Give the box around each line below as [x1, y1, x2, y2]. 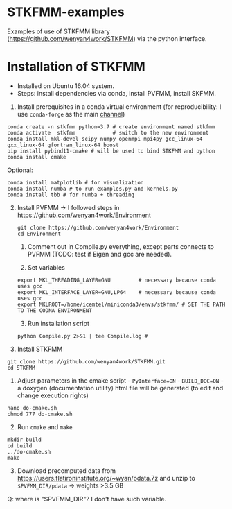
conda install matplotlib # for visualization [7, 179, 144, 186]
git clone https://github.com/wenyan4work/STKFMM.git [7, 358, 166, 365]
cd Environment [17, 230, 62, 237]
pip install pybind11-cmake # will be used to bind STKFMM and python [7, 147, 215, 155]
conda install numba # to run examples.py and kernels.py [7, 185, 178, 192]
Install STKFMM [17, 345, 63, 353]
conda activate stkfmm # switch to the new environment [7, 129, 209, 136]
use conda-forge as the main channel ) [17, 110, 125, 118]
